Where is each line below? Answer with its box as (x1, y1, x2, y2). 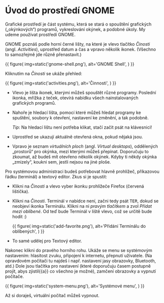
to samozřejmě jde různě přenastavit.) (5, 52, 82, 57)
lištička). (12, 188, 29, 194)
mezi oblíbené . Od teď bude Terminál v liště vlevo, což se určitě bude (12, 208, 152, 214)
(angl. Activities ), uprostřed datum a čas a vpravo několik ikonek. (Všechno (5, 46, 156, 52)
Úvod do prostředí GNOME (5, 5, 115, 16)
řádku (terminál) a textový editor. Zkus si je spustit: (5, 173, 108, 179)
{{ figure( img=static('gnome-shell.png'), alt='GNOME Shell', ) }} (5, 61, 135, 67)
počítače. (5, 273, 24, 279)
